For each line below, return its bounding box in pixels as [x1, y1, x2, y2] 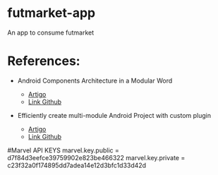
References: [7, 53, 80, 69]
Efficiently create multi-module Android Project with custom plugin [17, 111, 212, 119]
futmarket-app [7, 5, 96, 21]
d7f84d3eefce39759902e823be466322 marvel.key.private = [7, 153, 186, 162]
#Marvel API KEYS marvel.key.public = [7, 146, 120, 155]
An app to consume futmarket [7, 28, 95, 37]
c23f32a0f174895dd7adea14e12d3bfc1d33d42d [7, 161, 147, 169]
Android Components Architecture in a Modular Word [17, 76, 173, 85]
